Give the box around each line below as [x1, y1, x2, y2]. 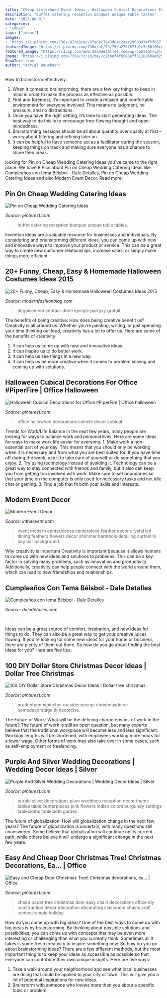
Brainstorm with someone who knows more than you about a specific [12, 982, 155, 988]
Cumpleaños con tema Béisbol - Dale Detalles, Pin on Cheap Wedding [5, 170, 149, 176]
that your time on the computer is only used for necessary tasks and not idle [5, 476, 162, 482]
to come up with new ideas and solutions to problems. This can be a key [5, 554, 153, 559]
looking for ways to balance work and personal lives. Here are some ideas [5, 434, 157, 440]
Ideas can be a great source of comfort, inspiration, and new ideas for [5, 626, 149, 632]
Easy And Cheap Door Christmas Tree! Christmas [5, 854, 162, 862]
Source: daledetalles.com [5, 607, 58, 613]
